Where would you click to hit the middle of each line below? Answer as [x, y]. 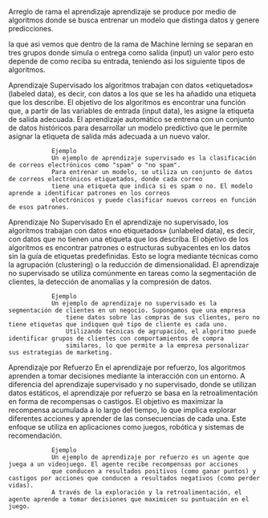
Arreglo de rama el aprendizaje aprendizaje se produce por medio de [122, 12]
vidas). [21, 485]
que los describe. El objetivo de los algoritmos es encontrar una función [127, 102]
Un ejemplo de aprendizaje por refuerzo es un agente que [150, 457]
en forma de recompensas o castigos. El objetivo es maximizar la [116, 401]
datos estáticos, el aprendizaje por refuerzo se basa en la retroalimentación [133, 393]
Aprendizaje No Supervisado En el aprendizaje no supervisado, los [118, 222]
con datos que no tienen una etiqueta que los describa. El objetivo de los [129, 239]
